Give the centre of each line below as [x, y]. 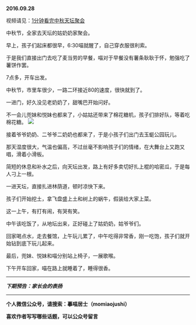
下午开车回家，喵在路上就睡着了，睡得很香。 [60, 268]
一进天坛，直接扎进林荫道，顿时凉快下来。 [57, 186]
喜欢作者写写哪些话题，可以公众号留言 [52, 316]
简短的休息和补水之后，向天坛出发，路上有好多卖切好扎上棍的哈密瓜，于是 [95, 167]
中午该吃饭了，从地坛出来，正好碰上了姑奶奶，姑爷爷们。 [75, 224]
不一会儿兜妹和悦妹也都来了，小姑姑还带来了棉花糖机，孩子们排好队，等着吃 [98, 115]
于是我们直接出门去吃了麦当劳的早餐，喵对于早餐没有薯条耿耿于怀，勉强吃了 [98, 58]
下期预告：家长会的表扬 [34, 286]
